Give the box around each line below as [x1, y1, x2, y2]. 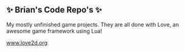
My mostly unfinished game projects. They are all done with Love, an [6, 21, 180, 28]
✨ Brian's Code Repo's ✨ [6, 5, 102, 15]
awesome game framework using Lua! [6, 27, 102, 34]
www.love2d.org [6, 39, 47, 46]
